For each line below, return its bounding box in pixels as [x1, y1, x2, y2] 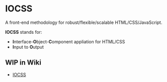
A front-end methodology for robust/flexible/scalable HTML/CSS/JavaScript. [5, 19, 163, 25]
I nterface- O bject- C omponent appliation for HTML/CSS [12, 38, 126, 45]
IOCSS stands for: [5, 29, 42, 35]
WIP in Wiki [5, 58, 41, 67]
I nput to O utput [12, 44, 44, 50]
